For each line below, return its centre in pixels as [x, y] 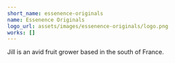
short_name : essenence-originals [55, 13]
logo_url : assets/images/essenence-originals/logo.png [88, 26]
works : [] [21, 33]
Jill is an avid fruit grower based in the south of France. [86, 52]
